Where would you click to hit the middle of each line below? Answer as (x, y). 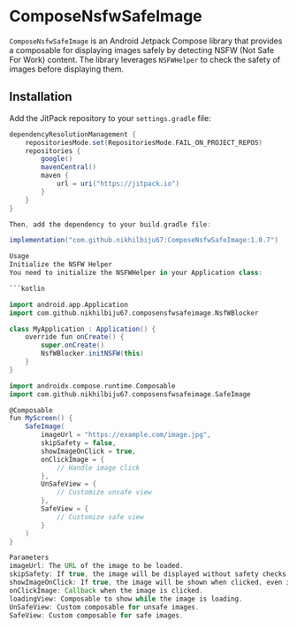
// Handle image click (98, 468)
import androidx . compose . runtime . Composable (92, 386)
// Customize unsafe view (104, 493)
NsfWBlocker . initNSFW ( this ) (92, 354)
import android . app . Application (69, 304)
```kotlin (27, 288)
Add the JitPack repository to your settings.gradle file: (110, 118)
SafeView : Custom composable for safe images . (96, 615)
